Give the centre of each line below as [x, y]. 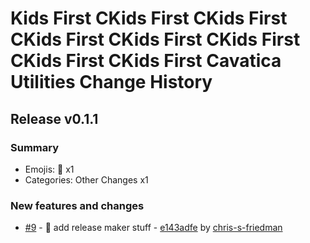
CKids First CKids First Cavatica [146, 61]
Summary [35, 147]
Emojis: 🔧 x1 [49, 169]
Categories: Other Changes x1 [86, 179]
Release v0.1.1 [54, 118]
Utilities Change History [111, 82]
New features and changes [77, 205]
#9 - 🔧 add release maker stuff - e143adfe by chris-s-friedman [153, 228]
